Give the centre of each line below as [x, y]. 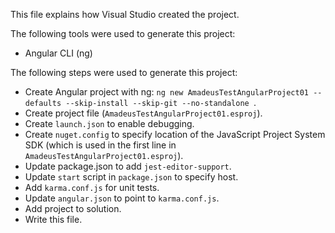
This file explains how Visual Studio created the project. [125, 14]
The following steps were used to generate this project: [124, 72]
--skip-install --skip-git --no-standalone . [161, 102]
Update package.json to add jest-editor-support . [128, 166]
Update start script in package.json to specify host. [131, 177]
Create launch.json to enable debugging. [109, 123]
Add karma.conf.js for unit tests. [92, 187]
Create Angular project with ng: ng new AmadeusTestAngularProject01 [166, 92]
